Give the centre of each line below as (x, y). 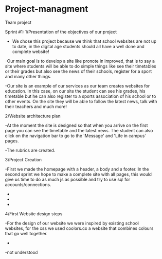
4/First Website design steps (34, 214)
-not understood (21, 252)
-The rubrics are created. (30, 150)
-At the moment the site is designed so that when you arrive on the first (77, 125)
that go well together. (26, 233)
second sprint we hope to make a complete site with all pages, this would (79, 174)
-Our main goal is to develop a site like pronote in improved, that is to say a (80, 61)
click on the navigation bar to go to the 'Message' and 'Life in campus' (76, 136)
